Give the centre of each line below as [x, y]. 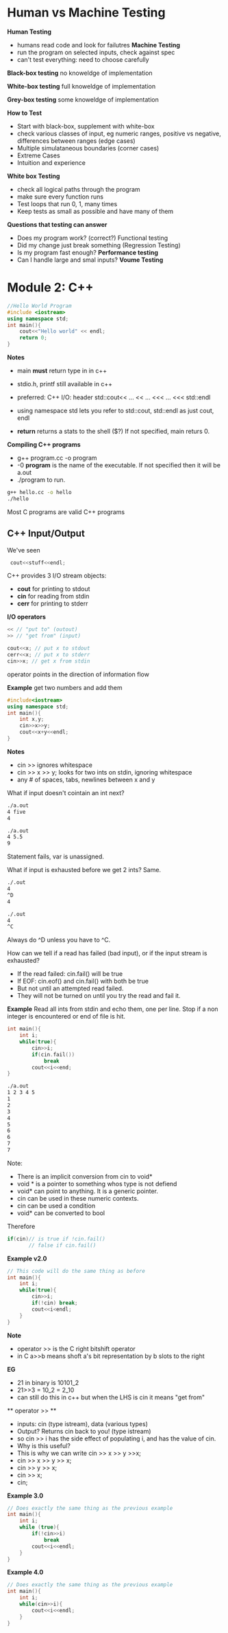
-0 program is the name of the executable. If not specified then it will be [119, 465]
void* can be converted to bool [61, 1213]
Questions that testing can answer [57, 224]
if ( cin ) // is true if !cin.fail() [56, 1238]
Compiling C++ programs [44, 444]
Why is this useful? [43, 1445]
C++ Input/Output [46, 534]
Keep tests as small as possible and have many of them [95, 211]
